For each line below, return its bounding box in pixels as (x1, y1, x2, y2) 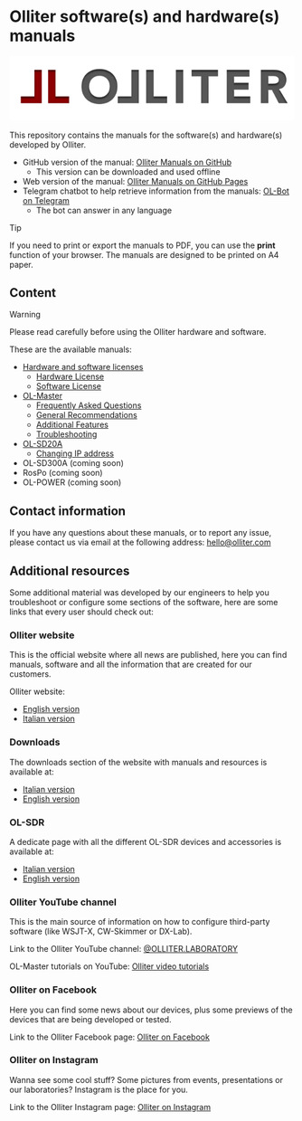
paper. (9, 259, 33, 270)
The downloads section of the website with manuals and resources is (9, 756, 268, 767)
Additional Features (35, 419, 109, 431)
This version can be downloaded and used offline (35, 166, 221, 177)
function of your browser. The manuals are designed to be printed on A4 (9, 249, 279, 260)
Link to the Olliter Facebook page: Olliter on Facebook (9, 1031, 211, 1042)
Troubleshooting (35, 429, 98, 440)
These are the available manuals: (9, 344, 133, 355)
